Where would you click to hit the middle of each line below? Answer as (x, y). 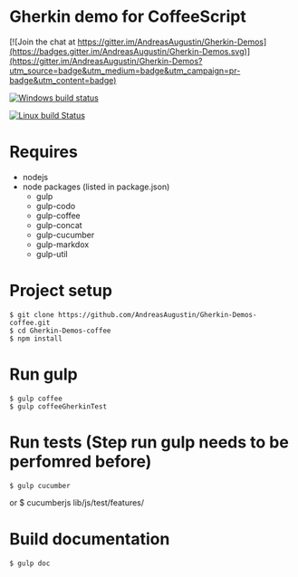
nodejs (35, 177)
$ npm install (36, 338)
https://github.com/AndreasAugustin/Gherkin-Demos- (157, 314)
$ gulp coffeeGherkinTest (58, 406)
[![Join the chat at (43, 42)
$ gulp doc (30, 563)
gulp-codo (56, 206)
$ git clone (32, 314)
